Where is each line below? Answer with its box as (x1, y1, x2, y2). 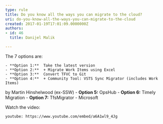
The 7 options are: (5, 53, 43, 59)
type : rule (5, 7, 28, 12)
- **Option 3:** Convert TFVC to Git (5, 71, 86, 76)
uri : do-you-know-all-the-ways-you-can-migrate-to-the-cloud (5, 16, 136, 21)
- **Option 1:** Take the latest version (5, 63, 95, 68)
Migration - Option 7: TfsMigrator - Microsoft (5, 94, 99, 100)
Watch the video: (5, 104, 40, 110)
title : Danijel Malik (10, 35, 55, 40)
